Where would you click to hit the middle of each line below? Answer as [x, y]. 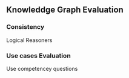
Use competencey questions [42, 68]
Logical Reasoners [29, 40]
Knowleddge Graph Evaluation [65, 10]
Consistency [25, 27]
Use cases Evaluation [38, 55]
